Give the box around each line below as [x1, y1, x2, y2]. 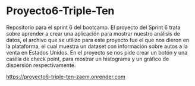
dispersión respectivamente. [6, 61, 76, 69]
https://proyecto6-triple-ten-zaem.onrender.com [6, 73, 126, 80]
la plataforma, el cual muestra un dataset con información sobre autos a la [6, 43, 188, 50]
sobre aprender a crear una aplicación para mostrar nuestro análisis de [6, 30, 180, 37]
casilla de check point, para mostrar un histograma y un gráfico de [6, 55, 169, 62]
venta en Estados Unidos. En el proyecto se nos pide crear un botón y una [6, 49, 188, 56]
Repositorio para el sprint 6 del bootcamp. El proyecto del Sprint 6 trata [6, 24, 181, 31]
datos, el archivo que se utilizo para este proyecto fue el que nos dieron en [6, 36, 190, 43]
